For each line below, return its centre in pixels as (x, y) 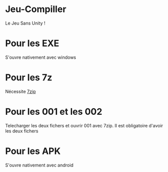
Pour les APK (33, 151)
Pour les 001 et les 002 (54, 112)
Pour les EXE (32, 43)
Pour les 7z (29, 77)
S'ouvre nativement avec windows (41, 57)
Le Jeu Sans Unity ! (25, 23)
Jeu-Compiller (36, 9)
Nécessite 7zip (21, 91)
